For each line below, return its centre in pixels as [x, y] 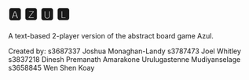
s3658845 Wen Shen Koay [51, 67]
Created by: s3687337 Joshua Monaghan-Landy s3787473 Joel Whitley [125, 51]
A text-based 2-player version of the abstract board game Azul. [111, 35]
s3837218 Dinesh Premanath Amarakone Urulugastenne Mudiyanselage [124, 59]
